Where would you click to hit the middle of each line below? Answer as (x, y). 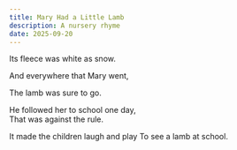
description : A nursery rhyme (65, 26)
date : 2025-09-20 (41, 34)
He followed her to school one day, (73, 110)
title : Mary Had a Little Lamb (67, 17)
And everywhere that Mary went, (69, 76)
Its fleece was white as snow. (63, 59)
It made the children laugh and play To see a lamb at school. (119, 137)
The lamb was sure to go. (55, 93)
